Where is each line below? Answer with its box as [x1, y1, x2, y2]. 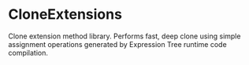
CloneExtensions [8, 5, 122, 23]
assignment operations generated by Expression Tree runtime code [8, 39, 227, 49]
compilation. [8, 48, 49, 57]
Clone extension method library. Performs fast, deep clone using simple [8, 31, 241, 41]
